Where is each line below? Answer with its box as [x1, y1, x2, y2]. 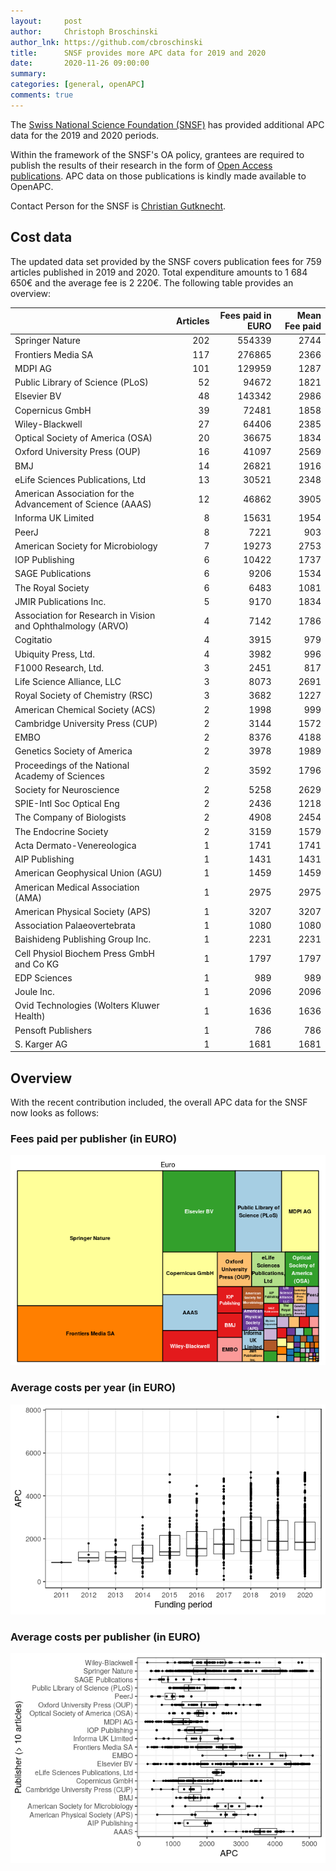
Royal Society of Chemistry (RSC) [14, 690, 154, 702]
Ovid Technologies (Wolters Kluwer [14, 1000, 160, 1012]
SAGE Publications [14, 568, 92, 580]
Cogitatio [14, 634, 53, 646]
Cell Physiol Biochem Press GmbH [14, 947, 155, 959]
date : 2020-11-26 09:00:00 [10, 58, 150, 69]
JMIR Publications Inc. [14, 595, 107, 607]
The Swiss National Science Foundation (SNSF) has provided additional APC [10, 118, 325, 130]
